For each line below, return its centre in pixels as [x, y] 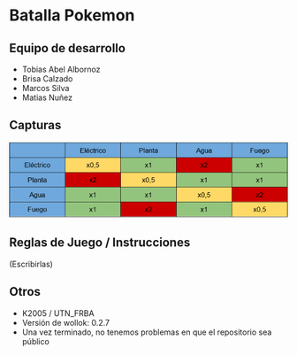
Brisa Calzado [47, 79]
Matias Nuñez [47, 97]
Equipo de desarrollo [68, 48]
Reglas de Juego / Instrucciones [100, 243]
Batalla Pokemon [72, 15]
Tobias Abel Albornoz [61, 69]
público [36, 341]
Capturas [35, 125]
